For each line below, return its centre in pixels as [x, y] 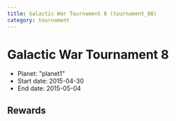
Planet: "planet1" [41, 74]
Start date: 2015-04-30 [50, 81]
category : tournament [39, 20]
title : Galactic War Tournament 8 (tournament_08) [82, 14]
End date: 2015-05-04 [49, 88]
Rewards [27, 110]
